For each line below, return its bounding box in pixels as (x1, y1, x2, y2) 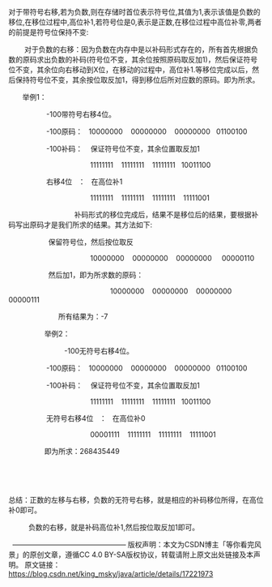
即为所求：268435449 (44, 447, 120, 456)
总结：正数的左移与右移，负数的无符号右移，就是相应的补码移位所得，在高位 (8, 495, 264, 504)
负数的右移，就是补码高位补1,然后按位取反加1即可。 (28, 522, 200, 532)
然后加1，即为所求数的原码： (48, 270, 144, 280)
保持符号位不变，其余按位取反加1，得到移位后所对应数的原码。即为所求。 (15, 75, 260, 84)
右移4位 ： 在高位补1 (45, 177, 123, 186)
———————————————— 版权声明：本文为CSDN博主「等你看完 (11, 540, 255, 549)
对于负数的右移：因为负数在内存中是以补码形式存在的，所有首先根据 (23, 45, 252, 54)
